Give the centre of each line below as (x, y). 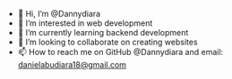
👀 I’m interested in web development (85, 23)
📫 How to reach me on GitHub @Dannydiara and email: (120, 52)
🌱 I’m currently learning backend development (103, 32)
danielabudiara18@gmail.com (72, 65)
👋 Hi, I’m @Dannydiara (59, 14)
